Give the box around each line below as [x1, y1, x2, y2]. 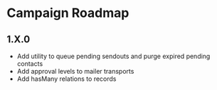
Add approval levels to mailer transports [16, 67, 134, 75]
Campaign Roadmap [6, 5, 129, 21]
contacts [16, 60, 43, 68]
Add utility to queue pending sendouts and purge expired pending [16, 52, 211, 60]
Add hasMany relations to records [16, 74, 117, 83]
